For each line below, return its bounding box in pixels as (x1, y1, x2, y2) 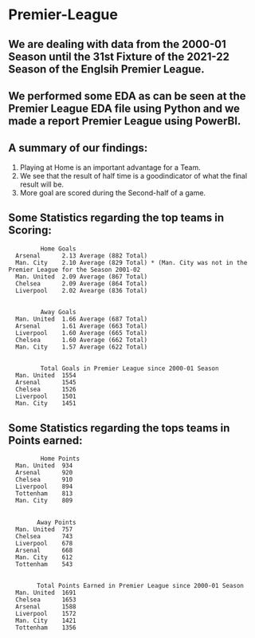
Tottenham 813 (15, 490, 73, 498)
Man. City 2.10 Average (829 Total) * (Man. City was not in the (15, 258, 248, 266)
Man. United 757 (15, 525, 73, 534)
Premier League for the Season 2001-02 (8, 266, 141, 274)
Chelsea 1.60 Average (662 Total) (15, 336, 148, 344)
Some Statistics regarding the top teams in (8, 211, 225, 225)
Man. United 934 (15, 462, 73, 470)
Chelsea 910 (15, 476, 73, 484)
